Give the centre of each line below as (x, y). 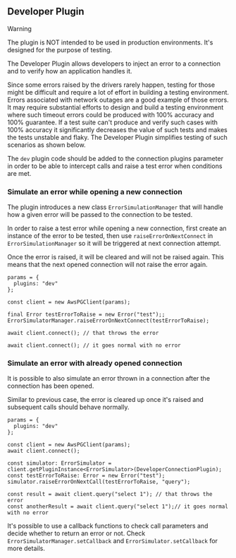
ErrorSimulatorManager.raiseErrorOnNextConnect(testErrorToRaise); (108, 321)
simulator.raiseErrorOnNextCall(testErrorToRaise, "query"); (99, 482)
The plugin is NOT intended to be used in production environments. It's (110, 42)
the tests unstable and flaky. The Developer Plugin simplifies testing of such (117, 137)
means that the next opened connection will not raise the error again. (107, 265)
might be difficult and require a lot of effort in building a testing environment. (118, 92)
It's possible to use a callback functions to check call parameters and (108, 526)
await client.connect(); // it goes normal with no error (94, 345)
